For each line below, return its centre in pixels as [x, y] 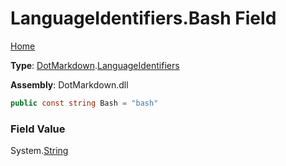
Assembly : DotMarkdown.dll [69, 84]
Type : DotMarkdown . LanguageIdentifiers [95, 65]
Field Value [38, 129]
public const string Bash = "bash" [84, 103]
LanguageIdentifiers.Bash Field [143, 18]
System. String [39, 151]
